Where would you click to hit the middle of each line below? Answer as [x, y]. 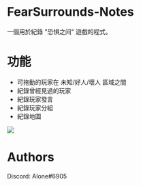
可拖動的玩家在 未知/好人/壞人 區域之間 [72, 82]
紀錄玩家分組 [35, 107]
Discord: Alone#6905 [37, 176]
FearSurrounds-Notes [70, 12]
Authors [31, 157]
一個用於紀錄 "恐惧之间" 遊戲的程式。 [59, 31]
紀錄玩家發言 [35, 99]
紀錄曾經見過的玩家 [44, 90]
